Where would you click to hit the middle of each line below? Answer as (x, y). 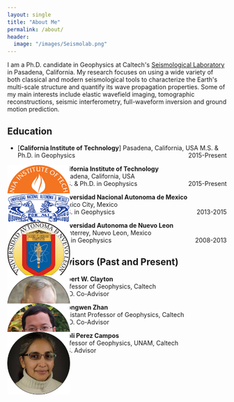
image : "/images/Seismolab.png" (61, 44)
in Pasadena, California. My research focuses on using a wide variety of (110, 72)
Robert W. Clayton (86, 279)
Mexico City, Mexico (89, 204)
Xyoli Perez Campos (89, 335)
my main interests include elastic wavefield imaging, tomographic (101, 95)
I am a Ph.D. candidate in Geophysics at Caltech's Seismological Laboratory (116, 65)
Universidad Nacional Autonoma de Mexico (124, 197)
